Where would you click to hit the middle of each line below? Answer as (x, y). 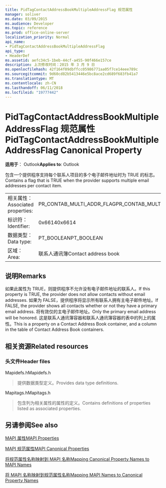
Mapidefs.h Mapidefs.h (28, 372)
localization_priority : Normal (37, 38)
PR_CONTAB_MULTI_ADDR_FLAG (77, 204)
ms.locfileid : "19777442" (32, 92)
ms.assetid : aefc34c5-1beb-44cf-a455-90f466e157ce (58, 60)
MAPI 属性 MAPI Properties (32, 438)
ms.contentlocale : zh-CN (31, 83)
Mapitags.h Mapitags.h (28, 393)
